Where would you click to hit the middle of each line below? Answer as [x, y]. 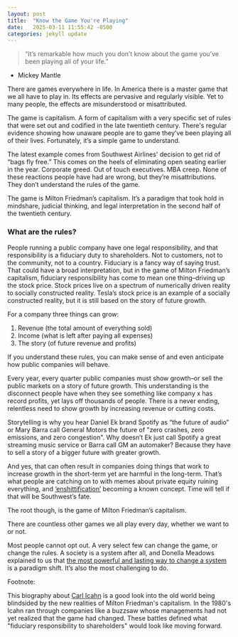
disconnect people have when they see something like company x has [110, 393]
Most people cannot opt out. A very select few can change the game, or [113, 545]
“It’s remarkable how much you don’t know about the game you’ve [121, 54]
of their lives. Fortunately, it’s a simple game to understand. [94, 141]
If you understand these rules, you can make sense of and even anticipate [116, 357]
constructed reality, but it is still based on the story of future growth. [107, 300]
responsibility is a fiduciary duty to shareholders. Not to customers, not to [115, 255]
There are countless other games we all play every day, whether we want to [118, 524]
